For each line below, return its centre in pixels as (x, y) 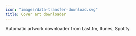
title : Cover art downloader (36, 14)
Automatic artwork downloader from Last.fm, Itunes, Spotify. (68, 28)
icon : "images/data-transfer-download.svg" (52, 10)
